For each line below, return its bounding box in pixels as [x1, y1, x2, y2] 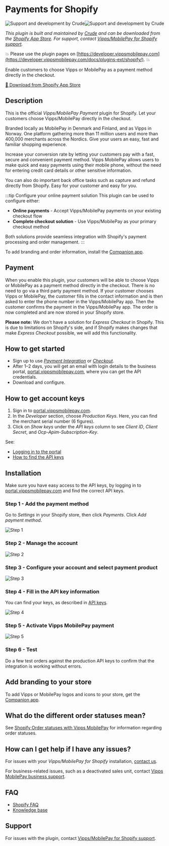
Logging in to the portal [12, 449, 62, 455]
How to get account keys [5, 394, 85, 402]
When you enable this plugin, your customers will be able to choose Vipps [5, 277, 159, 283]
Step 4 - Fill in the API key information [5, 588, 100, 595]
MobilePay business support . [5, 774, 66, 780]
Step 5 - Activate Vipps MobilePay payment [5, 622, 115, 629]
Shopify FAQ [12, 802, 39, 808]
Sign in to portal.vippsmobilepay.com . [12, 408, 92, 414]
